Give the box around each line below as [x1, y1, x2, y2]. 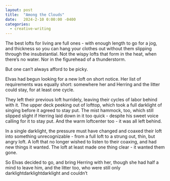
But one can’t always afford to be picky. [5, 66, 88, 73]
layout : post [5, 7, 33, 13]
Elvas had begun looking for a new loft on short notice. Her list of [5, 76, 141, 82]
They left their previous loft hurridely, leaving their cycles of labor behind [5, 97, 157, 103]
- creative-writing [10, 26, 51, 31]
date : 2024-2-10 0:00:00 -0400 [5, 17, 76, 22]
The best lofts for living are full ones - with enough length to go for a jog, [5, 40, 157, 46]
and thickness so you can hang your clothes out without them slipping [5, 46, 152, 52]
